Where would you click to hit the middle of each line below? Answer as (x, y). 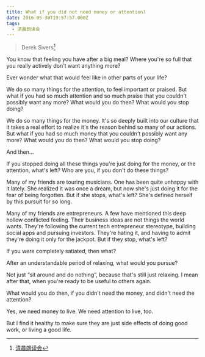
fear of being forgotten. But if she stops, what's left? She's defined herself (100, 195)
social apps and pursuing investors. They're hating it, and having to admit (99, 233)
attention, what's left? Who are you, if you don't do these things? (88, 170)
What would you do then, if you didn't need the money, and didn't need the (101, 293)
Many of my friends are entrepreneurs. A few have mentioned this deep (96, 213)
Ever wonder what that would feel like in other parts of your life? (87, 78)
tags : (13, 23)
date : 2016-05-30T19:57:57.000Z (47, 18)
